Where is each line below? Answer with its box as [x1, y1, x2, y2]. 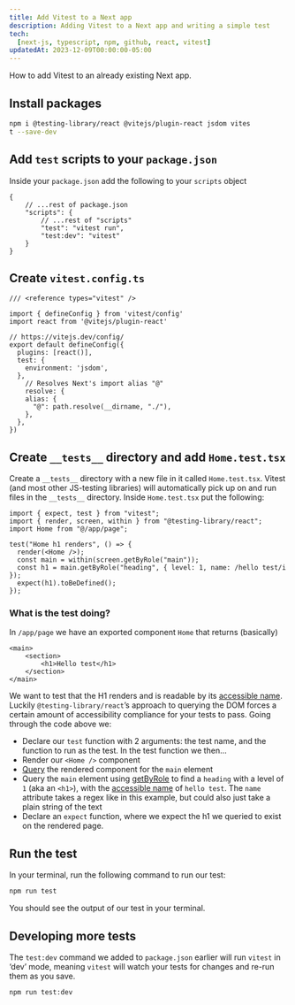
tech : [9, 29, 29, 38]
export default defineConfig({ [9, 341, 125, 349]
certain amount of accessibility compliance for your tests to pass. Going [9, 710, 271, 720]
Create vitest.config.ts [9, 271, 146, 286]
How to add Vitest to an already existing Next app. [9, 70, 192, 81]
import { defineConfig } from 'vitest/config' [9, 310, 184, 318]
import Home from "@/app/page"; [9, 525, 128, 533]
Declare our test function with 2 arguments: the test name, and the [21, 736, 267, 747]
